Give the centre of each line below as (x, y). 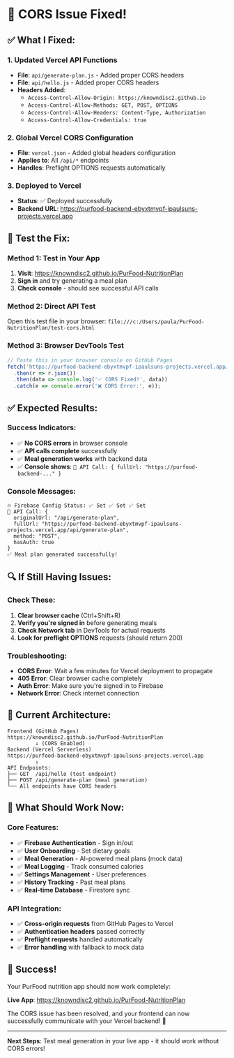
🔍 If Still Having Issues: (59, 576)
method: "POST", (37, 536)
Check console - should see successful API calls (88, 288)
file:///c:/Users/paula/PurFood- (156, 322)
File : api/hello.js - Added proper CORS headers (88, 82)
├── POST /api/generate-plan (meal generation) (78, 780)
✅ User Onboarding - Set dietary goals (73, 851)
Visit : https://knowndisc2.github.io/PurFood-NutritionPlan (100, 273)
